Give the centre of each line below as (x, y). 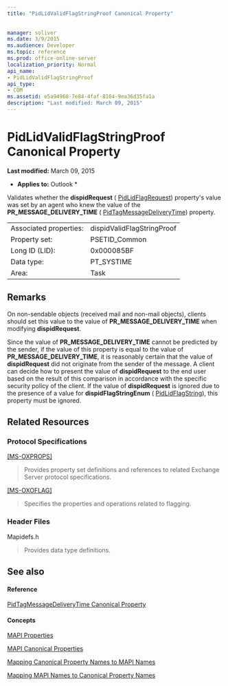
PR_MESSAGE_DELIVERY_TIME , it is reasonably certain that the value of (110, 356)
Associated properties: (47, 228)
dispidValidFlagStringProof (134, 228)
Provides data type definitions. (67, 550)
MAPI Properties (30, 635)
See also (26, 571)
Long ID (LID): (33, 250)
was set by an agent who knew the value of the (74, 204)
